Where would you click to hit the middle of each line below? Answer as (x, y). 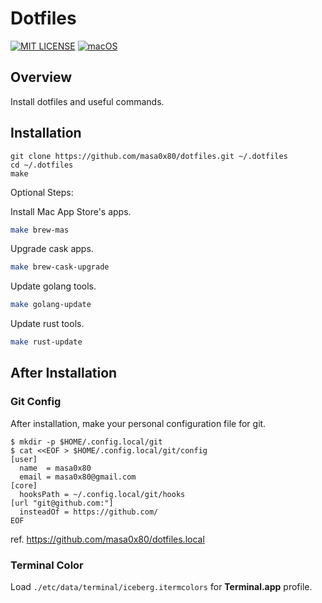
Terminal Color (47, 565)
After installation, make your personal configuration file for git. (138, 423)
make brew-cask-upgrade (60, 267)
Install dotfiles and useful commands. (87, 101)
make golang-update (51, 305)
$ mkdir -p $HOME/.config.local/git (86, 442)
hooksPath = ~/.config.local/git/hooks (102, 494)
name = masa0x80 (55, 468)
